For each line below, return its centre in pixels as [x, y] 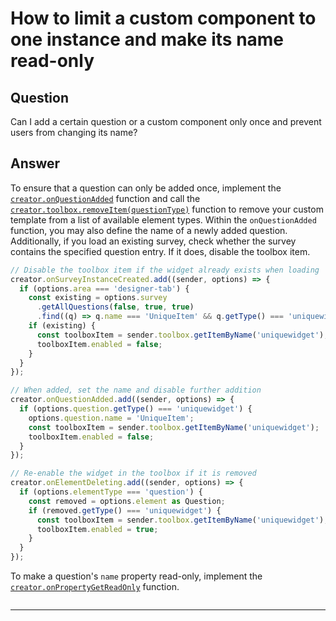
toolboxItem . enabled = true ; [97, 529]
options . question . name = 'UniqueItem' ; [111, 418]
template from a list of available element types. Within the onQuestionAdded [163, 219]
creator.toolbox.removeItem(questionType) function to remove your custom [167, 209]
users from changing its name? [74, 132]
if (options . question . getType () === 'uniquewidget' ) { [136, 409]
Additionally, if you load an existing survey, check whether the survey [153, 241]
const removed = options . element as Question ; [127, 501]
